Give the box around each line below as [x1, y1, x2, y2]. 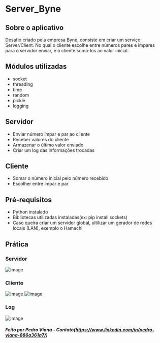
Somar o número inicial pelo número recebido [12, 175, 108, 181]
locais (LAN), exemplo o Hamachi [12, 225, 83, 231]
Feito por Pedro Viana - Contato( [5, 327, 76, 333]
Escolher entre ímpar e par [12, 181, 69, 187]
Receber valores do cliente [12, 136, 69, 142]
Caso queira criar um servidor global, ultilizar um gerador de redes [12, 220, 152, 226]
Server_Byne [5, 3, 61, 15]
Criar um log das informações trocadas [12, 147, 95, 153]
